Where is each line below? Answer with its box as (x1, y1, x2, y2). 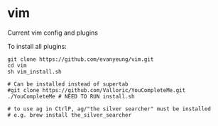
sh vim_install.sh (7, 68, 62, 75)
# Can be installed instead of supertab (7, 80, 129, 88)
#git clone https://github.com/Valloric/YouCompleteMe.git (7, 86, 186, 93)
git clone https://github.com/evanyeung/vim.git (7, 55, 154, 63)
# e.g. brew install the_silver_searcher (7, 111, 132, 118)
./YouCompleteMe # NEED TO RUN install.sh (7, 93, 135, 100)
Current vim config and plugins (7, 28, 98, 37)
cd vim (7, 62, 27, 69)
